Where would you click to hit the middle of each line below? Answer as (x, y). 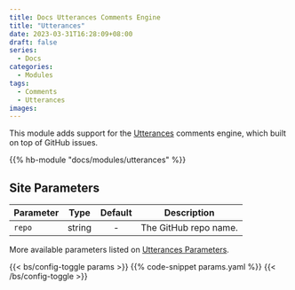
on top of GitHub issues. (54, 143)
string (79, 228)
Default (116, 213)
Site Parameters (55, 188)
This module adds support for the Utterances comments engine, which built (148, 133)
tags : (19, 83)
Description (189, 213)
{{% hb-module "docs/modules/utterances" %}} (98, 160)
